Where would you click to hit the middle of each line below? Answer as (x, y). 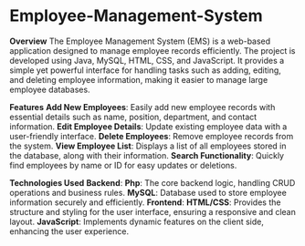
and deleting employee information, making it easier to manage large (139, 79)
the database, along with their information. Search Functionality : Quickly (147, 155)
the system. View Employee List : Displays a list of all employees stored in (148, 146)
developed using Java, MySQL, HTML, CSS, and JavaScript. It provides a (147, 60)
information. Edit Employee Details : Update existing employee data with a (148, 126)
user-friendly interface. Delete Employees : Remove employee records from (152, 136)
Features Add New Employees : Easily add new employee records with (142, 107)
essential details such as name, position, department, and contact (133, 117)
